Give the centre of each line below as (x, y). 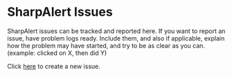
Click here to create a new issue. (54, 66)
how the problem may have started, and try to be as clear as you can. (106, 45)
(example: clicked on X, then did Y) (57, 53)
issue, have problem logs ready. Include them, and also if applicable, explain (116, 38)
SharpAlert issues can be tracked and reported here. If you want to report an (116, 31)
